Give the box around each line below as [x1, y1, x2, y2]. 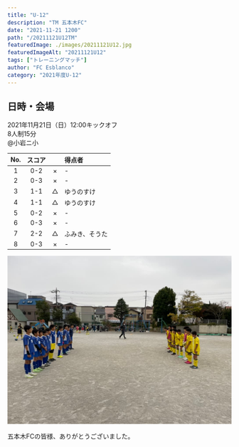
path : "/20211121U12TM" [7, 34, 78, 41]
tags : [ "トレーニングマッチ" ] [7, 57, 87, 64]
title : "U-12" [7, 11, 50, 19]
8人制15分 [7, 130, 37, 138]
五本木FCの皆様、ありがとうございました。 [7, 432, 134, 441]
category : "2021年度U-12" [7, 71, 82, 78]
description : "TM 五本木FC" [7, 19, 87, 26]
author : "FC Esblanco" [7, 64, 75, 71]
